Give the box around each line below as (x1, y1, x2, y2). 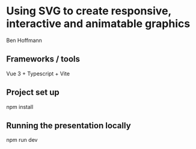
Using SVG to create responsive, (6, 4, 171, 18)
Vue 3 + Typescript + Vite (6, 70, 70, 77)
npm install (6, 103, 34, 110)
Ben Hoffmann (6, 37, 42, 44)
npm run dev (6, 136, 38, 144)
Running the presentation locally (6, 120, 131, 130)
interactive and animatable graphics (6, 17, 191, 31)
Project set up (6, 87, 60, 98)
